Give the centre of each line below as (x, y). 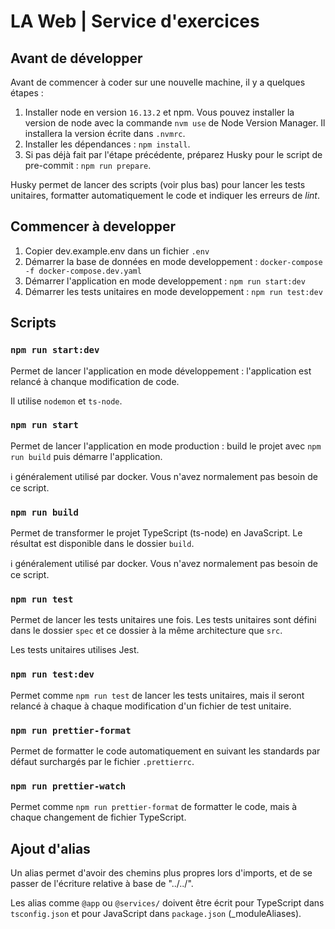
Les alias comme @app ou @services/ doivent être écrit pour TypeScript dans (167, 903)
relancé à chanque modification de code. (95, 381)
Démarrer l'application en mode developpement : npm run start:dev (165, 281)
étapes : (27, 93)
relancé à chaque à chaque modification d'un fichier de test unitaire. (151, 706)
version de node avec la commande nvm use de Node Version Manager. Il (175, 123)
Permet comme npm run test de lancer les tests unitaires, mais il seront (157, 695)
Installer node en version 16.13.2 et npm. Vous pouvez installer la (159, 112)
